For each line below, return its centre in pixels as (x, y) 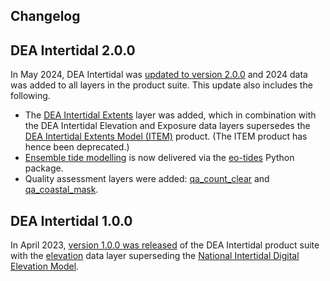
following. (30, 96)
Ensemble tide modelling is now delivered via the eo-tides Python (159, 158)
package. (44, 168)
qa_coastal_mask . (61, 190)
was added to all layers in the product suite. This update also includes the (161, 85)
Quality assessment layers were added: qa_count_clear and (147, 179)
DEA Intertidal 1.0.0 (71, 220)
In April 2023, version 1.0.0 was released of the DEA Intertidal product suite (165, 245)
